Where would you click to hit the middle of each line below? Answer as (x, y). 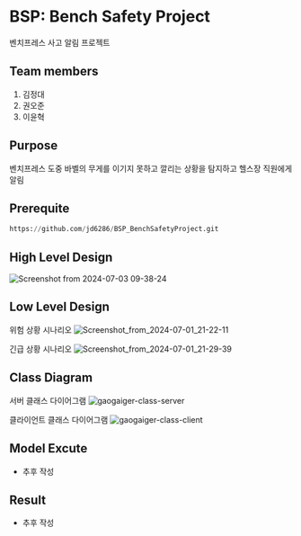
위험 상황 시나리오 (40, 329)
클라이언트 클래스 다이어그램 (59, 419)
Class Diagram (51, 378)
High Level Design (61, 257)
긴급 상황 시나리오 (40, 349)
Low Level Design (60, 307)
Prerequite (40, 208)
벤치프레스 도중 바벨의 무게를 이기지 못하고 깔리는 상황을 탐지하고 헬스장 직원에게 (151, 168)
